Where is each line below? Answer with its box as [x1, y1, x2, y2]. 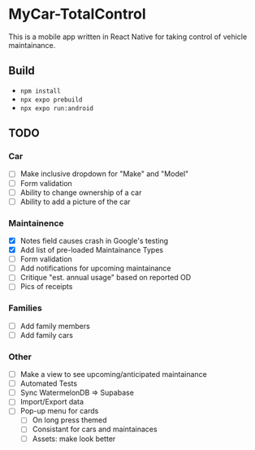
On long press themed [32, 415, 107, 425]
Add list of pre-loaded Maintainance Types [19, 245, 164, 255]
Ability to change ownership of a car [19, 188, 142, 197]
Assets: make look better [32, 434, 116, 444]
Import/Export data [19, 397, 84, 407]
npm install [19, 87, 61, 95]
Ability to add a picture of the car [19, 197, 132, 206]
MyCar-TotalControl [8, 5, 146, 24]
